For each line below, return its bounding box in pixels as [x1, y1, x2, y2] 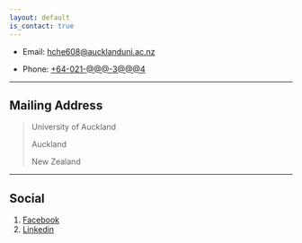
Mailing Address [9, 98, 103, 113]
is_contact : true [9, 22, 75, 30]
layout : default [9, 13, 70, 22]
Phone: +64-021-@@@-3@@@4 [22, 64, 146, 74]
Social [9, 190, 45, 206]
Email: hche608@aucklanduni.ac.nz [22, 46, 155, 56]
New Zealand [31, 156, 81, 167]
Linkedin [22, 224, 55, 235]
